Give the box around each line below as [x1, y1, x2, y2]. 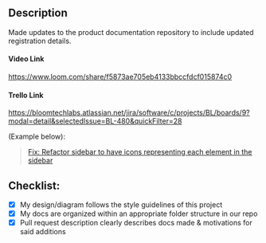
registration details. [8, 36, 72, 45]
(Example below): [8, 131, 66, 142]
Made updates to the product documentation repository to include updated [8, 27, 254, 37]
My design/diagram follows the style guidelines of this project [19, 200, 223, 210]
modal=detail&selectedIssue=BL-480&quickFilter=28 [8, 116, 182, 126]
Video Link [8, 54, 45, 64]
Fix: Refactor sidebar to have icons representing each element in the [27, 147, 252, 157]
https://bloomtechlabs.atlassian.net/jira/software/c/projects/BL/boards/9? [8, 108, 250, 118]
